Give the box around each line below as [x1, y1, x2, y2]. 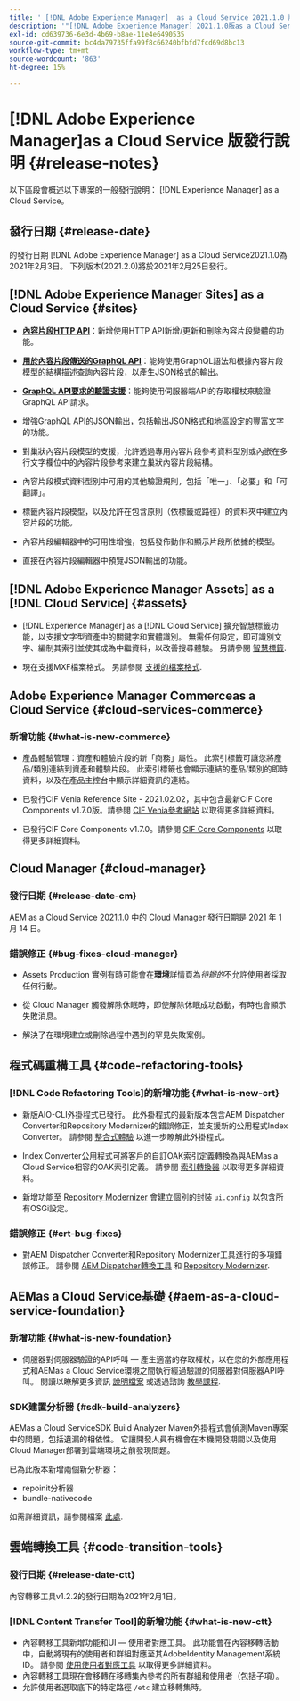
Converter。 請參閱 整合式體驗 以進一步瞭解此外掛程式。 [21, 1131, 230, 1142]
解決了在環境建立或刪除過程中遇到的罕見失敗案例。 [21, 1029, 210, 1040]
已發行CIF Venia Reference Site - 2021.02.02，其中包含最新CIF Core [21, 793, 273, 804]
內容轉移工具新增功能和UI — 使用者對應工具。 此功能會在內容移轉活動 [21, 1637, 279, 1647]
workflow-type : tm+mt [9, 46, 90, 55]
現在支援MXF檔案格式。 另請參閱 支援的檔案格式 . [21, 662, 203, 673]
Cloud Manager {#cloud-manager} [9, 862, 207, 877]
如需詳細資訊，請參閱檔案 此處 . [9, 1511, 123, 1522]
